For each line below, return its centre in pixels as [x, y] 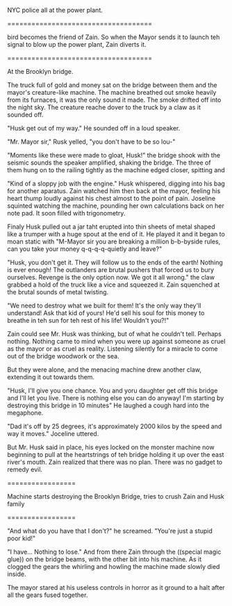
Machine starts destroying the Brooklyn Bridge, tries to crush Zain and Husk [116, 497]
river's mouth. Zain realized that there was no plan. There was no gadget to [115, 462]
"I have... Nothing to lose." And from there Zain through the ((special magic [114, 552]
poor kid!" [22, 538]
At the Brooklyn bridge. [40, 71]
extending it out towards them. [51, 377]
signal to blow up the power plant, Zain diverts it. [77, 44]
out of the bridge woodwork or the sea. [63, 356]
